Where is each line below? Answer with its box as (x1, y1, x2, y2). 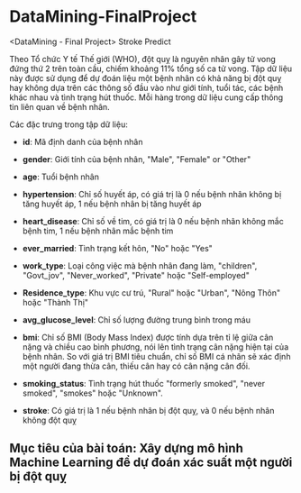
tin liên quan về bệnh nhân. (9, 101, 110, 112)
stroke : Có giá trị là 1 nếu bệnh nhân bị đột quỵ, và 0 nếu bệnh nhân (22, 405, 275, 415)
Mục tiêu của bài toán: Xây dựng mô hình (9, 441, 243, 456)
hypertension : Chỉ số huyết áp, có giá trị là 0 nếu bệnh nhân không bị (22, 188, 282, 199)
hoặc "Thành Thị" (22, 297, 88, 307)
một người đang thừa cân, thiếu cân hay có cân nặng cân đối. (22, 361, 251, 371)
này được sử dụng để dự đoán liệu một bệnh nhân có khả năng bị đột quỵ (9, 72, 282, 83)
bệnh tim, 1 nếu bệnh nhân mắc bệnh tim (22, 225, 174, 236)
